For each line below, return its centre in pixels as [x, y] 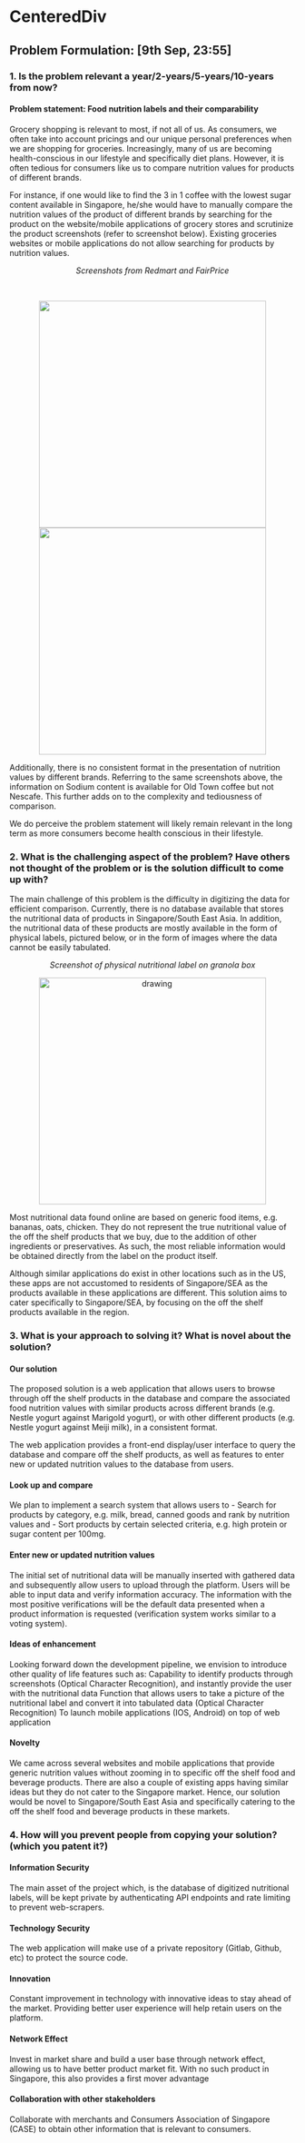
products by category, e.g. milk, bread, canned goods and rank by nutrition [150, 1515]
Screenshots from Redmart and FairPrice [152, 270]
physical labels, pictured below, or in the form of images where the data [143, 938]
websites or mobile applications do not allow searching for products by [142, 243]
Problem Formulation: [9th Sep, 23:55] [121, 50]
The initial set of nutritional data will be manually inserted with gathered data [152, 1575]
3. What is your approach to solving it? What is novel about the [151, 1335]
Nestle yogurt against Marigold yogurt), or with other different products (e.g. [152, 1418]
